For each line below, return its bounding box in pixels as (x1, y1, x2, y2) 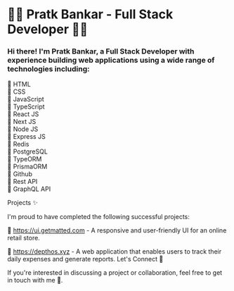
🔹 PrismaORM (7, 162, 48, 171)
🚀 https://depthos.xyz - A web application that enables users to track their (7, 247, 222, 256)
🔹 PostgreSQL (7, 147, 48, 156)
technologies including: (7, 64, 90, 74)
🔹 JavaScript (7, 95, 44, 104)
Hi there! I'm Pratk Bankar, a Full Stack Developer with (7, 47, 195, 56)
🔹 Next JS (7, 118, 37, 126)
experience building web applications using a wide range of (7, 56, 215, 66)
